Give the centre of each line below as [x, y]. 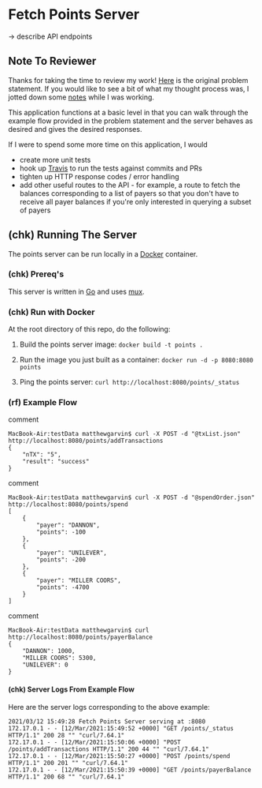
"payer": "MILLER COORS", [79, 581]
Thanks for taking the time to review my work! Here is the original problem [128, 80]
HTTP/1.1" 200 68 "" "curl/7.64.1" [66, 777]
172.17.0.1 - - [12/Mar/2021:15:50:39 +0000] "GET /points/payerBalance [130, 770]
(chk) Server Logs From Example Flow [72, 689]
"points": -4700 [63, 587]
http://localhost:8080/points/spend [68, 505]
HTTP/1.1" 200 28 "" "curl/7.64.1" [66, 735]
